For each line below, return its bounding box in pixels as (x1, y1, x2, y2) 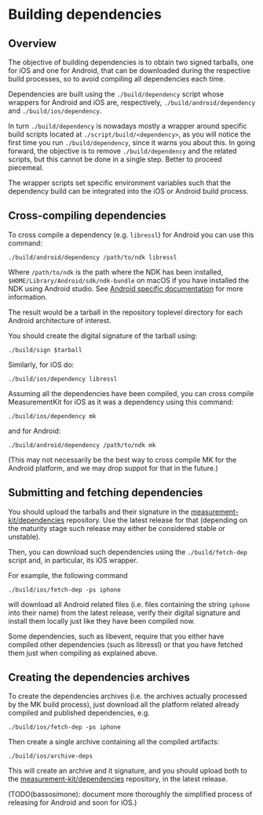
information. (8, 292, 48, 301)
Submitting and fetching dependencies (8, 486, 203, 500)
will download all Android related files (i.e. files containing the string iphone (8, 599, 250, 609)
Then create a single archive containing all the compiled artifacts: (8, 737, 220, 747)
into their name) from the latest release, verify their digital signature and (8, 608, 241, 617)
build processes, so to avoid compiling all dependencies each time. (8, 75, 225, 83)
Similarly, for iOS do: (8, 359, 75, 369)
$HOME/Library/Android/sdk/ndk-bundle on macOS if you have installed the (8, 275, 250, 285)
